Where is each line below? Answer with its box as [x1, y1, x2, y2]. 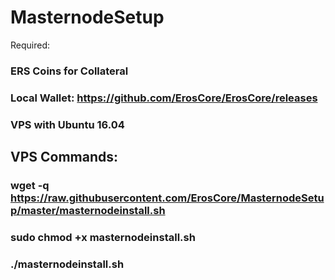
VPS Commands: [10, 149, 119, 166]
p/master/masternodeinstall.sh [10, 204, 166, 218]
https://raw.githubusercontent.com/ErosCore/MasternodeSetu [10, 191, 325, 205]
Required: [10, 39, 51, 51]
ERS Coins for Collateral [10, 64, 129, 78]
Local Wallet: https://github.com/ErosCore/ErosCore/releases [10, 91, 318, 105]
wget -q [10, 179, 50, 193]
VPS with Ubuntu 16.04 [10, 117, 125, 131]
